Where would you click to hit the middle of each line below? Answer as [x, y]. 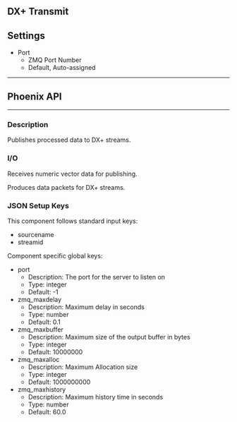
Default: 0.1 [44, 322]
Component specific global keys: [55, 255]
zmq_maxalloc [38, 359]
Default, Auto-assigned [62, 68]
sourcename [36, 234]
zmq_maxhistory [42, 389]
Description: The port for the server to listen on [97, 277]
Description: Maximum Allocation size [83, 367]
